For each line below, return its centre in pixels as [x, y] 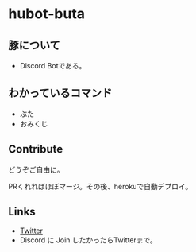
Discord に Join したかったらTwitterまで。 [88, 240]
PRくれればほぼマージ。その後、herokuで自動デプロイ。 [100, 186]
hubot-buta [47, 14]
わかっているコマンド [60, 93]
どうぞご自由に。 [36, 169]
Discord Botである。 [53, 66]
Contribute [36, 149]
